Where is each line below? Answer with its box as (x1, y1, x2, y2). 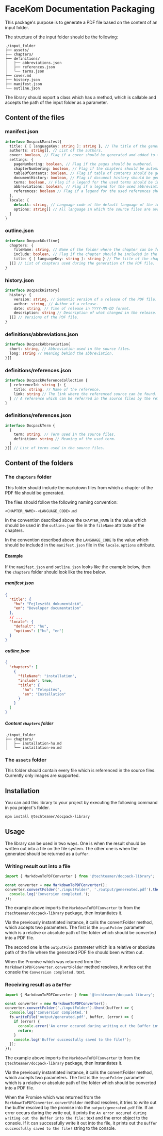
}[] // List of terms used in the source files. (5, 445, 105, 451)
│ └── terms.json (5, 69, 45, 74)
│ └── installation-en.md (5, 745, 62, 750)
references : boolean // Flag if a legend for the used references (14, 189, 151, 194)
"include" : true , (17, 678, 53, 683)
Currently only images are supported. (5, 773, 80, 778)
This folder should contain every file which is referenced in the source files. (5, 768, 156, 774)
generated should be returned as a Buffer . (5, 851, 90, 856)
